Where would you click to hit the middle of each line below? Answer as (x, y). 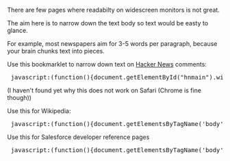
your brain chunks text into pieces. (56, 51)
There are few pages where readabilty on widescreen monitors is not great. (114, 10)
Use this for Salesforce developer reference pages (78, 137)
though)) (20, 98)
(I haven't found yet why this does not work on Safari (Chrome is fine (104, 90)
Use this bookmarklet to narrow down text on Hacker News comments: (107, 64)
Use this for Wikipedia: (39, 111)
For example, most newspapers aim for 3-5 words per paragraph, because (112, 44)
